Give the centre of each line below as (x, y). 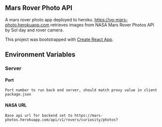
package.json (18, 95)
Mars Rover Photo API (39, 8)
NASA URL (16, 105)
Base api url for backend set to (39, 115)
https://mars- (89, 115)
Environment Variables (40, 55)
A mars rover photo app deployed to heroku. (49, 19)
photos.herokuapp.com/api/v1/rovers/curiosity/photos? (62, 120)
